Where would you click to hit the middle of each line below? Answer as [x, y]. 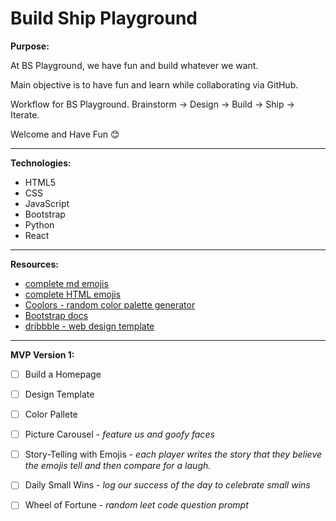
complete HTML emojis [73, 294]
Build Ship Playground [104, 18]
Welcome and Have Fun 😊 [65, 134]
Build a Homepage [63, 374]
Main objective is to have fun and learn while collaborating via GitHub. [154, 84]
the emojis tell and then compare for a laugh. [118, 466]
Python [39, 224]
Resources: [34, 264]
